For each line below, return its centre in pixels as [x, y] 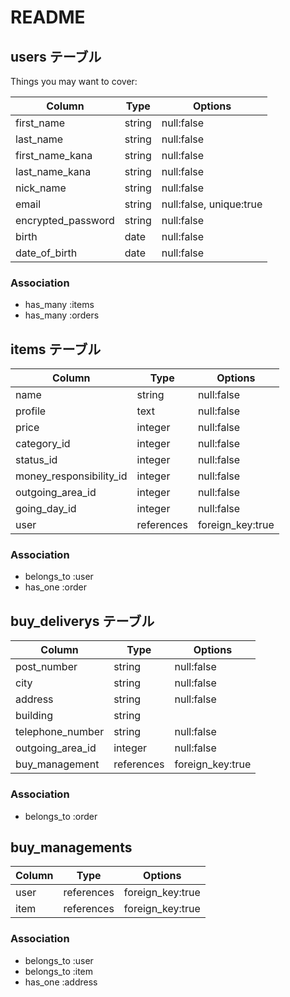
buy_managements [71, 847]
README [48, 17]
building [34, 716]
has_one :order [55, 587]
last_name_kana [53, 171]
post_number [46, 667]
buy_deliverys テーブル [82, 621]
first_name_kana [54, 155]
